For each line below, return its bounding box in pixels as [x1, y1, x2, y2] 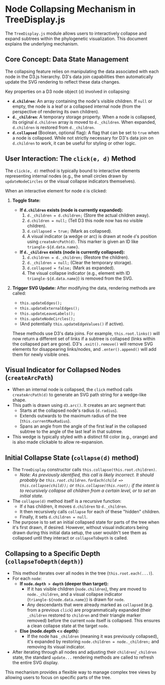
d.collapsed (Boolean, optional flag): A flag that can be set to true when [12, 130, 160, 136]
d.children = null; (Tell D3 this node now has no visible [27, 217, 143, 223]
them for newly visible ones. [12, 351, 70, 357]
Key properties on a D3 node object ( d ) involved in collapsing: [5, 88, 131, 95]
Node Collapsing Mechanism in [5, 3, 136, 15]
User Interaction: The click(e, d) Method [5, 154, 136, 163]
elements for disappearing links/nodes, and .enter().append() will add [12, 346, 157, 352]
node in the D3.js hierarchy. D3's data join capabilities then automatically [5, 73, 153, 80]
